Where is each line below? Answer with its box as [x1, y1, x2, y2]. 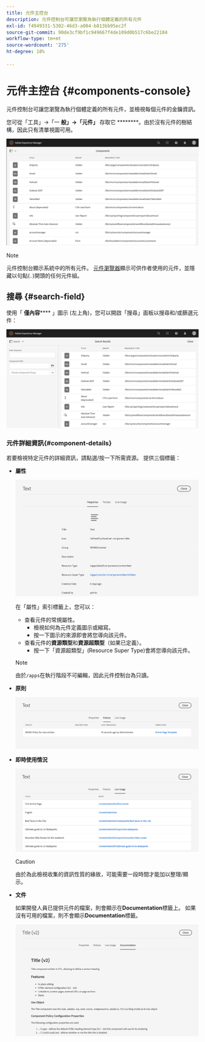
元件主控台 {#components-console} [6, 84, 191, 98]
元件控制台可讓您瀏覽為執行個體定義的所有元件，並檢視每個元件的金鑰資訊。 [6, 105, 199, 112]
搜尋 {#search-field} [6, 292, 85, 302]
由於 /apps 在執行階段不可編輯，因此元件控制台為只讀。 [15, 671, 153, 678]
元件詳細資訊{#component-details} [6, 439, 112, 447]
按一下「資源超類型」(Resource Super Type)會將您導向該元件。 [33, 647, 193, 654]
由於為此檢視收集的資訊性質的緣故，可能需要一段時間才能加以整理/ [15, 871, 183, 878]
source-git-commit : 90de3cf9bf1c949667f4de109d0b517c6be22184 [6, 29, 168, 35]
